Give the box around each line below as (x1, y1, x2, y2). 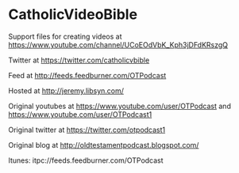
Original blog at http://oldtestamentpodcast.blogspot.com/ (8, 140, 199, 149)
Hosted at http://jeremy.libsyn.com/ (8, 85, 125, 96)
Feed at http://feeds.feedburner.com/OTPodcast (8, 70, 167, 80)
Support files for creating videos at (8, 32, 122, 41)
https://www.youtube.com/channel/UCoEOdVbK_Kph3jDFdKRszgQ (8, 39, 229, 49)
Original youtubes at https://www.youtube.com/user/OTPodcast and (8, 101, 232, 111)
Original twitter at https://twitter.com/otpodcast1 (8, 125, 166, 134)
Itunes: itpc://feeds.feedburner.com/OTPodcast (8, 156, 164, 165)
